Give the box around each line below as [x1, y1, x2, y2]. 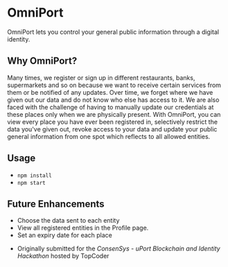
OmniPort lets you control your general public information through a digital [7, 28, 220, 36]
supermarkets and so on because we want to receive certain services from [7, 81, 222, 89]
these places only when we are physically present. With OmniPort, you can [7, 110, 221, 118]
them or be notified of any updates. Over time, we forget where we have [7, 88, 213, 96]
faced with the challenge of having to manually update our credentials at [7, 102, 214, 111]
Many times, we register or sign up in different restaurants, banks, [7, 73, 195, 82]
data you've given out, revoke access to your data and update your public [7, 125, 218, 133]
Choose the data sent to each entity [17, 217, 120, 225]
